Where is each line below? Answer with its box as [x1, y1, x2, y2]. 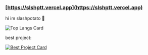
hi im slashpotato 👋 [5, 15, 45, 21]
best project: [5, 34, 32, 41]
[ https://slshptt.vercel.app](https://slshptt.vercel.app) [5, 4, 143, 11]
